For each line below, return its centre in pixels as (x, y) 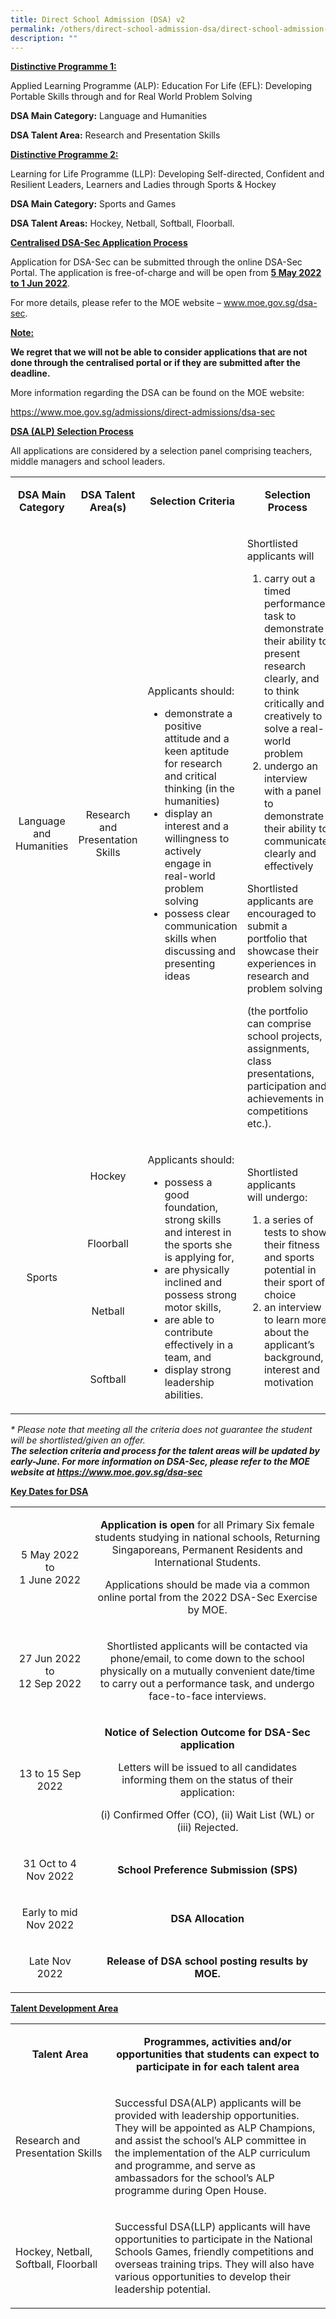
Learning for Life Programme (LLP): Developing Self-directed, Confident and (167, 174)
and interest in (198, 1233)
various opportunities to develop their (203, 2277)
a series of (288, 1220)
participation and (286, 1086)
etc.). (259, 1124)
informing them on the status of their (207, 1780)
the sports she (198, 1245)
